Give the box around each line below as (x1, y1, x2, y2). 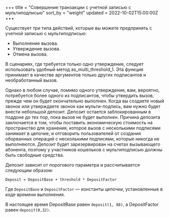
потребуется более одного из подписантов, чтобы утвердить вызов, (5, 93, 154, 98)
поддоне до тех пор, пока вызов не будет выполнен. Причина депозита (5, 114, 161, 120)
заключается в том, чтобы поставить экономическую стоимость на (5, 120, 153, 125)
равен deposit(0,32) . (5, 207, 51, 213)
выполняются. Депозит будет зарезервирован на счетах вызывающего (5, 141, 161, 147)
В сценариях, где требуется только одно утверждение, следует (5, 61, 144, 67)
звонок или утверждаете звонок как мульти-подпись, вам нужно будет (5, 103, 161, 109)
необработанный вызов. (5, 77, 58, 83)
